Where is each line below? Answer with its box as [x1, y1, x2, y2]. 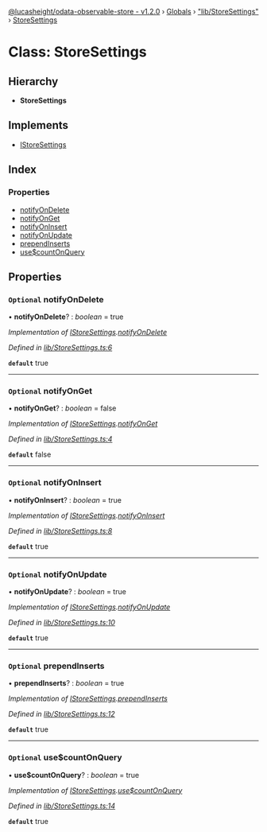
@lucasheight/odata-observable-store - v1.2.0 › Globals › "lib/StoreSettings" [8, 7, 259, 16]
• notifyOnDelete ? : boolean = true [8, 312, 124, 321]
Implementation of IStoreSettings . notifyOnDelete [8, 328, 168, 337]
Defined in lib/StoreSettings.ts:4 [8, 434, 113, 444]
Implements [8, 119, 69, 132]
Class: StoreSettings [8, 43, 147, 61]
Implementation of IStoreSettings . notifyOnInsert [8, 511, 165, 520]
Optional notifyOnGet [8, 386, 93, 397]
